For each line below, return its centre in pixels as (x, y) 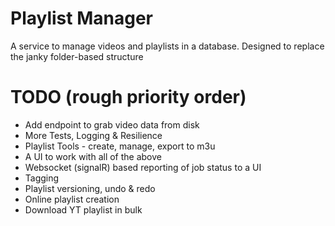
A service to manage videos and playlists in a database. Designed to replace (167, 46)
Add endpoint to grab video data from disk (112, 124)
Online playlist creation (72, 199)
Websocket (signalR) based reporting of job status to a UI (143, 167)
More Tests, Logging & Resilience (93, 135)
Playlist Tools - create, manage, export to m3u (120, 146)
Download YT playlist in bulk (83, 209)
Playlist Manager (81, 18)
